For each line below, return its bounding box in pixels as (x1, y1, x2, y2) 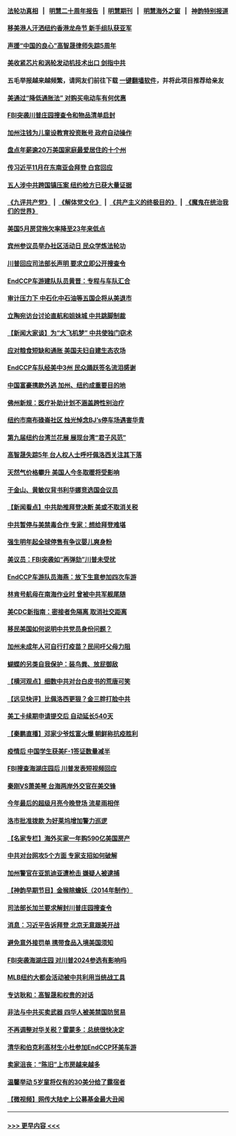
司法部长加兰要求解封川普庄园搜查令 (7, 903, 112, 911)
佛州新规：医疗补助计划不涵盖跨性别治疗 (7, 398, 124, 407)
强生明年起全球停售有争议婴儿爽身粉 (7, 538, 112, 546)
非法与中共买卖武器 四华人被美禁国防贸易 (7, 1008, 126, 1016)
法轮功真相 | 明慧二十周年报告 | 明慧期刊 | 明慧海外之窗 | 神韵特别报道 (7, 6, 229, 15)
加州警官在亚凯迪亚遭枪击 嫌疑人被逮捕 (7, 869, 120, 877)
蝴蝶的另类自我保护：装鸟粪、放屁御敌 (7, 659, 118, 668)
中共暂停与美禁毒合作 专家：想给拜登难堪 (7, 520, 126, 529)
